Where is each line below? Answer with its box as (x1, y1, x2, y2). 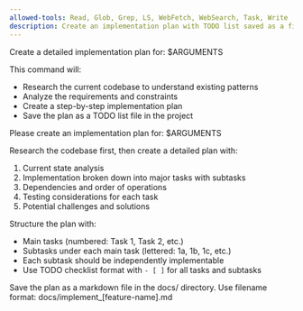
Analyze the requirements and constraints (22, 91, 179, 102)
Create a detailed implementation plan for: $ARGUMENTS (9, 46, 224, 57)
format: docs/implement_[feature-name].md (9, 291, 173, 302)
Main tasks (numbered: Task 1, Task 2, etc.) (22, 235, 184, 246)
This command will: (9, 64, 82, 75)
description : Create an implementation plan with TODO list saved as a (9, 22, 284, 31)
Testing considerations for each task (22, 191, 159, 202)
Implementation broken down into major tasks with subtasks (22, 172, 246, 183)
